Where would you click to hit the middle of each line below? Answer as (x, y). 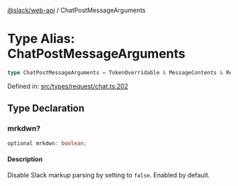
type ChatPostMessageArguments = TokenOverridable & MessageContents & (115, 72)
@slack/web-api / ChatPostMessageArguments (77, 10)
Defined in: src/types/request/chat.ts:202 (68, 86)
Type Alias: (41, 39)
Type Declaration (46, 109)
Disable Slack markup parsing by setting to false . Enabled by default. (109, 175)
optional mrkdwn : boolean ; (47, 143)
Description (25, 159)
